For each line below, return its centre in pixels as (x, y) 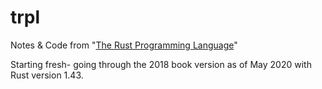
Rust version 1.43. (47, 75)
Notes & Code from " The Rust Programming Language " (124, 45)
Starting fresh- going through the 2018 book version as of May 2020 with (161, 64)
